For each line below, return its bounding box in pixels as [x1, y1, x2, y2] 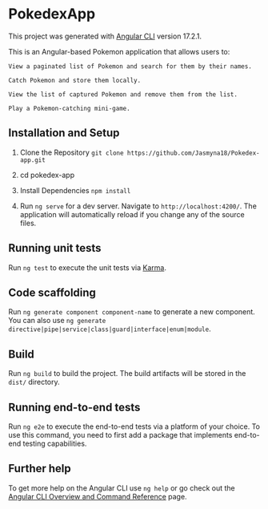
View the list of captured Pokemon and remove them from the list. [8, 90, 238, 99]
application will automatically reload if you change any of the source [19, 209, 246, 219]
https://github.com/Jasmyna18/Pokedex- [126, 149, 260, 157]
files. [19, 218, 37, 228]
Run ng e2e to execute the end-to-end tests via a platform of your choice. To [8, 422, 261, 431]
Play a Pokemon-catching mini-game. [8, 104, 130, 112]
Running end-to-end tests [8, 400, 141, 414]
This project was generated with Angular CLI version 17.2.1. [8, 31, 202, 41]
